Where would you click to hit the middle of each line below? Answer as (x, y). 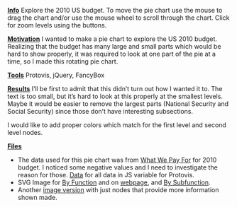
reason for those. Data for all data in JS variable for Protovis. (106, 175)
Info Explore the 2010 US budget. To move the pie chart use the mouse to (115, 10)
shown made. (38, 197)
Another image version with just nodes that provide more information (118, 190)
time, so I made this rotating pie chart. (63, 61)
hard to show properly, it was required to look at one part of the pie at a (112, 54)
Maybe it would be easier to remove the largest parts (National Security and (118, 104)
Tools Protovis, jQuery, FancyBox (56, 75)
